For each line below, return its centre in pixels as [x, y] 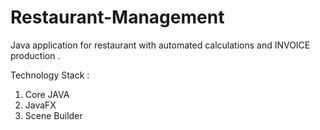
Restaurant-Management [117, 17]
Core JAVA [47, 94]
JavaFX [40, 105]
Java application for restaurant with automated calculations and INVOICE [160, 45]
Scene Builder [53, 115]
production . [35, 55]
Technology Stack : [50, 75]
